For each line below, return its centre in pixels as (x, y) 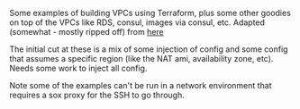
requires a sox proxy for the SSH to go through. (97, 95)
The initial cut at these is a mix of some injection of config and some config (149, 49)
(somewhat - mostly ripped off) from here (86, 32)
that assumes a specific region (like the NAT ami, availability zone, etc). (141, 59)
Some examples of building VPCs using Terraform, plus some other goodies (150, 13)
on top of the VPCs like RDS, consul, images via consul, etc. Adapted (137, 22)
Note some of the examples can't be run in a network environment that (141, 85)
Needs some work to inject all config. (78, 68)
